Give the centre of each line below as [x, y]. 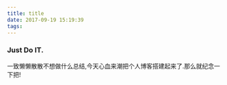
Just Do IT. [25, 50]
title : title [26, 13]
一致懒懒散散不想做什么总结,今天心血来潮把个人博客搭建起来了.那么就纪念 [111, 66]
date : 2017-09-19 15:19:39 [45, 20]
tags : [15, 26]
